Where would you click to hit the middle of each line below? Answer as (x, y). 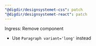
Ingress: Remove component (34, 28)
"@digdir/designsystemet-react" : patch (46, 14)
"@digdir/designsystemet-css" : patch (44, 10)
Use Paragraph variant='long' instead (51, 38)
